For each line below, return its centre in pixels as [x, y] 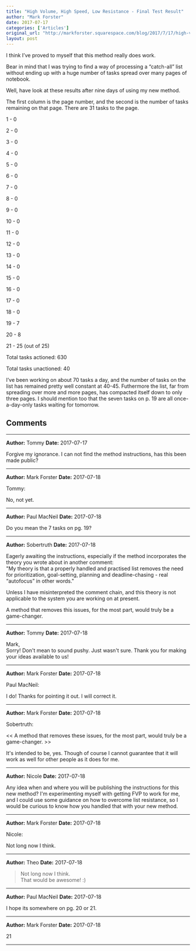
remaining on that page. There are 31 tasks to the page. [73, 108]
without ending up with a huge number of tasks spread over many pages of [97, 73]
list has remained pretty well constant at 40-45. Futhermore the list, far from [97, 386]
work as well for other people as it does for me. [63, 759]
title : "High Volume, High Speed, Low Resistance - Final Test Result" [95, 11]
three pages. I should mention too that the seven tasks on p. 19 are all [90, 399]
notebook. [18, 79]
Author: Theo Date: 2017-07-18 [44, 862]
